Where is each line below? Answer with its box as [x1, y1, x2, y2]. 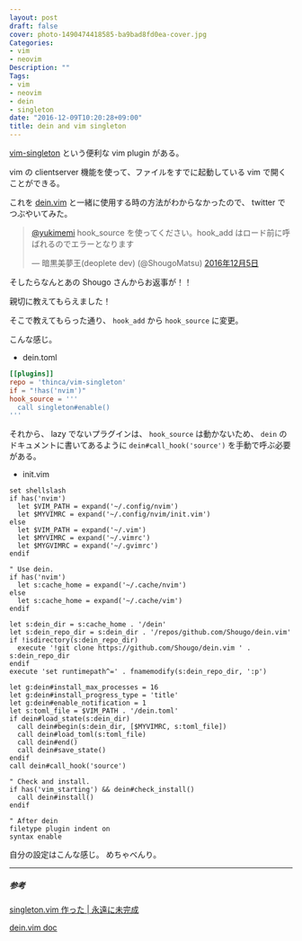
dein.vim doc [9, 922, 58, 933]
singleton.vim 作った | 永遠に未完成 [9, 904, 139, 915]
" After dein [9, 817, 58, 826]
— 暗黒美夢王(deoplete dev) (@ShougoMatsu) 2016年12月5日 [31, 258, 259, 268]
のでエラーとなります [55, 239, 135, 249]
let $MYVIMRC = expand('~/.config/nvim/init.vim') [17, 510, 211, 519]
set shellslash [9, 486, 67, 495]
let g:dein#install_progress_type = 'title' [9, 691, 179, 700]
